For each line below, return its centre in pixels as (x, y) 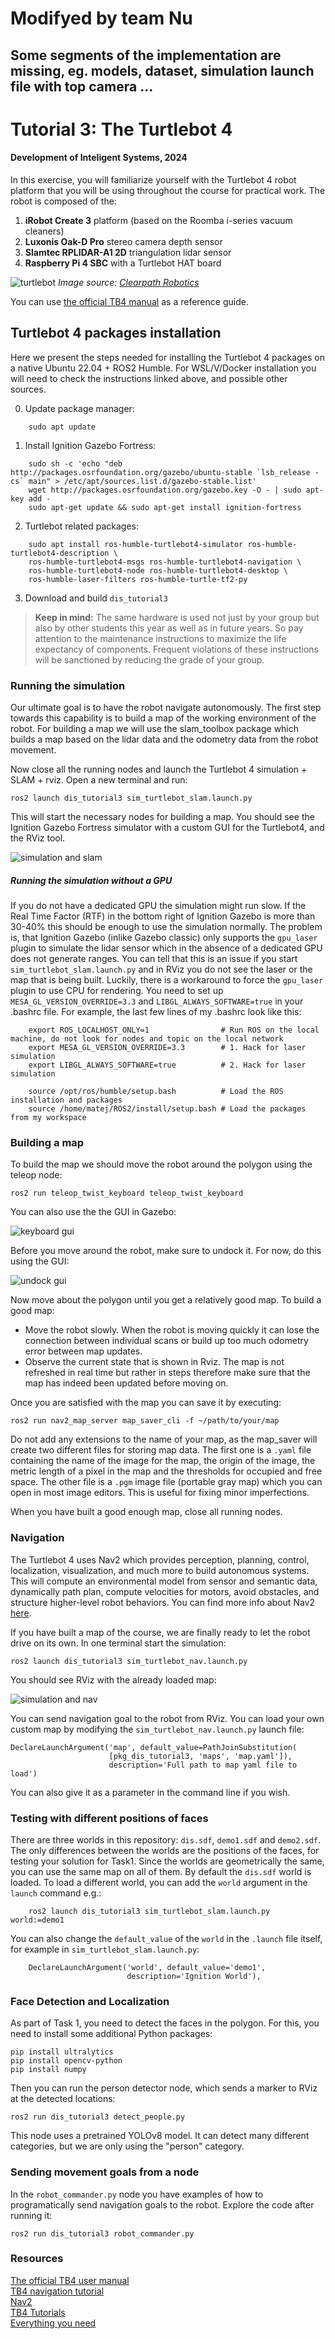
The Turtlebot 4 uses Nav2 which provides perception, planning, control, (160, 1559)
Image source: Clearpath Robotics (128, 282)
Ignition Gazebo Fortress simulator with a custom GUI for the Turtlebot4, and (167, 828)
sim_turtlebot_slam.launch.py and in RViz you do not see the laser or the (161, 969)
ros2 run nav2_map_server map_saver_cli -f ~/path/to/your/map (145, 1421)
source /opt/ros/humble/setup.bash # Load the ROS (156, 1092)
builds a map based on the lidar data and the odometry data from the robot (164, 739)
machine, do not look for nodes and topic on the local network (147, 1039)
